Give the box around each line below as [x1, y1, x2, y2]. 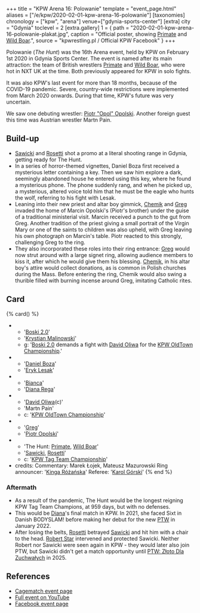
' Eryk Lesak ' [23, 366, 55, 373]
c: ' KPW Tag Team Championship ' [23, 455, 108, 463]
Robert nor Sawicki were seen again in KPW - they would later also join [14, 541, 190, 548]
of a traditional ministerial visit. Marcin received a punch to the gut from [14, 213, 191, 221]
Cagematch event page [14, 587, 73, 594]
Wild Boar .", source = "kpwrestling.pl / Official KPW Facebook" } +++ [6, 37, 176, 44]
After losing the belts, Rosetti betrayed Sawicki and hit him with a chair [14, 529, 189, 536]
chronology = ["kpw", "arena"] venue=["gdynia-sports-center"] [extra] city [6, 18, 191, 25]
